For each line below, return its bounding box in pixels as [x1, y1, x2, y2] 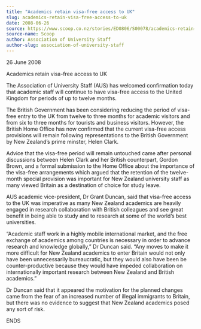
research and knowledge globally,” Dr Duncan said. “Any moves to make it [6, 243, 188, 250]
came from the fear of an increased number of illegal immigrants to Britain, [6, 292, 190, 300]
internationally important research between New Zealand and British [6, 268, 175, 276]
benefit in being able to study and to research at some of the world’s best [6, 212, 187, 219]
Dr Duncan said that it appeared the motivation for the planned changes [6, 286, 184, 294]
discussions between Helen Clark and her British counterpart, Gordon [6, 156, 178, 163]
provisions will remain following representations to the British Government [6, 131, 188, 138]
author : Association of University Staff [6, 37, 111, 43]
